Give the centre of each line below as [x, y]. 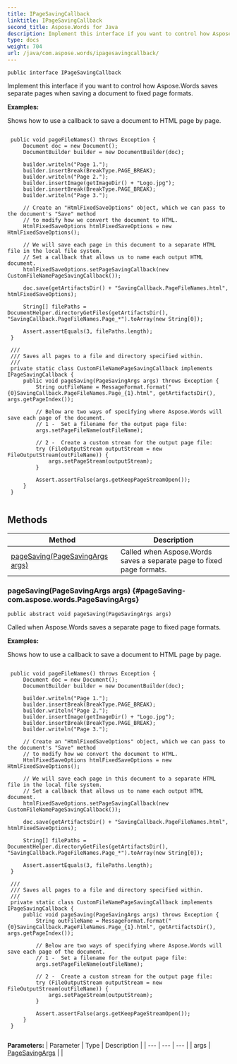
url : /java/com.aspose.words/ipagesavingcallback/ [83, 54]
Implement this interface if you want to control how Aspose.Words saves [113, 85]
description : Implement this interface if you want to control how [109, 34]
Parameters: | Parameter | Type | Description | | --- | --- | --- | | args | [109, 1045]
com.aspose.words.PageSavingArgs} [73, 599]
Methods [28, 520]
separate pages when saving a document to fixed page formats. [101, 93]
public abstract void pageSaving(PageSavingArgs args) [90, 614]
